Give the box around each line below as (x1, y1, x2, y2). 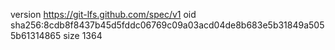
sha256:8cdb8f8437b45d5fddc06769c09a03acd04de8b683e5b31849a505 (10, 19, 325, 31)
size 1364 (63, 30, 103, 41)
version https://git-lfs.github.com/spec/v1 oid (10, 9, 197, 20)
